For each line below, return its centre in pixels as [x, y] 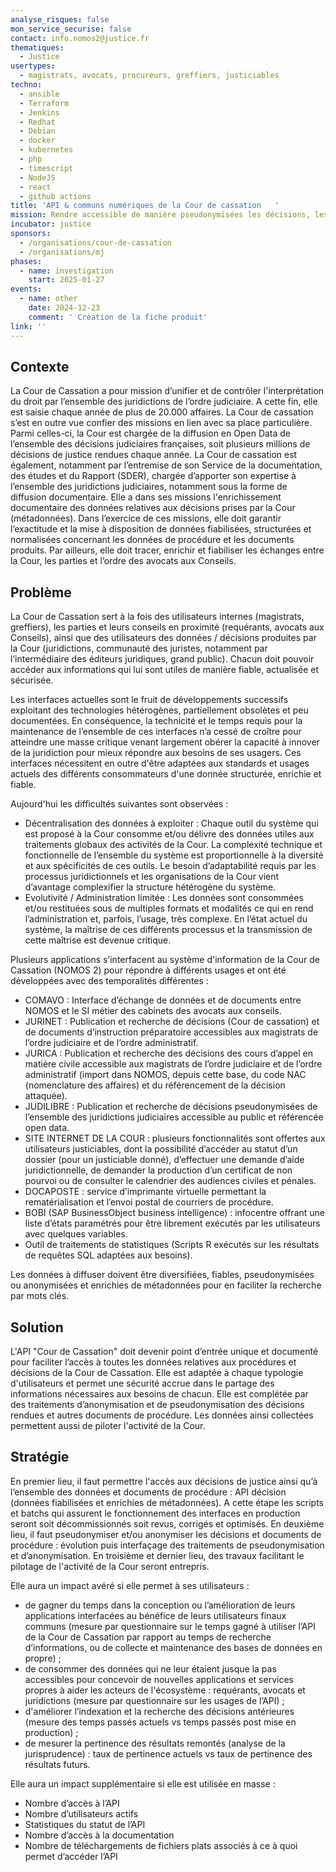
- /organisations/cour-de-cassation [95, 242]
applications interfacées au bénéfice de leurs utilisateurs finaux [155, 1615]
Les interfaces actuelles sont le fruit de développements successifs [149, 700]
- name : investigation [66, 271]
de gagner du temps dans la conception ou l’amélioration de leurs [160, 1605]
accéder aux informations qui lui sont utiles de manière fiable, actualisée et [165, 670]
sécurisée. [32, 680]
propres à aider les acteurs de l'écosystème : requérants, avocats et [165, 1690]
